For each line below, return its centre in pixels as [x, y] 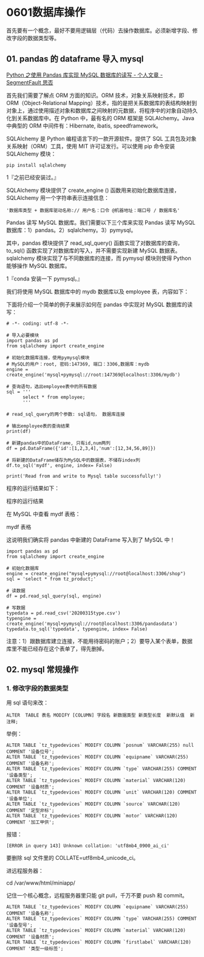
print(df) [19, 431]
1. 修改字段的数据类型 [37, 689]
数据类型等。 [43, 38]
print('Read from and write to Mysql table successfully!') [84, 476]
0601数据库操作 [46, 12]
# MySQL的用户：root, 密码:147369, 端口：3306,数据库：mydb [78, 364]
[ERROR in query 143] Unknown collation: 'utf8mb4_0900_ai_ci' [88, 846]
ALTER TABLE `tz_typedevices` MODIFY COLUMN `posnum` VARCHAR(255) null [100, 745]
